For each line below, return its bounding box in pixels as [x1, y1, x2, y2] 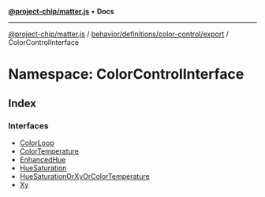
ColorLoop [19, 138, 54, 147]
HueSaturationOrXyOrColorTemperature [19, 171, 150, 180]
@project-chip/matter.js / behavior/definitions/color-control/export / [8, 29, 229, 39]
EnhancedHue [19, 154, 66, 164]
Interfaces [8, 120, 49, 131]
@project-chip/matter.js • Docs [8, 7, 114, 16]
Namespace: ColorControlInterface [8, 65, 244, 84]
